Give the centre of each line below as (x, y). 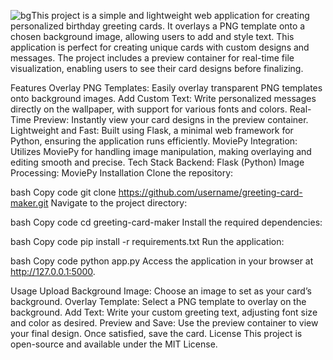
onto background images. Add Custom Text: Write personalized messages (163, 98)
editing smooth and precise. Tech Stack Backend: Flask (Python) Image (157, 162)
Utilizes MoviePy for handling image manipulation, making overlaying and (161, 151)
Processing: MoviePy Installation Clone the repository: (122, 173)
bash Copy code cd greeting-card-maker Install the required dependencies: (166, 222)
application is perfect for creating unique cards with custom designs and (160, 47)
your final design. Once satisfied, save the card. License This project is (156, 333)
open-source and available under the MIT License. (114, 344)
